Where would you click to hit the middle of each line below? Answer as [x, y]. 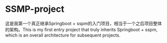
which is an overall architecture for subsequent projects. [63, 35]
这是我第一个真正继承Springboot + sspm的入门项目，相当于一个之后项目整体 [83, 23]
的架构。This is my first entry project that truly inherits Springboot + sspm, [81, 29]
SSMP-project [35, 9]
